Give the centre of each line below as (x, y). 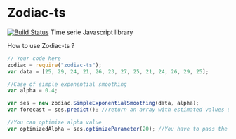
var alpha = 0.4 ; (33, 91)
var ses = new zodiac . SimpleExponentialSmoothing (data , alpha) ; (103, 103)
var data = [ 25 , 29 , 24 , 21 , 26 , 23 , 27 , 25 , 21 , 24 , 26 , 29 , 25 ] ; (108, 71)
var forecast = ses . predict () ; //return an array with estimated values (116, 110)
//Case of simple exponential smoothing (67, 84)
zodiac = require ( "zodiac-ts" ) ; (54, 65)
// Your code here (34, 58)
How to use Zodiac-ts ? (41, 45)
